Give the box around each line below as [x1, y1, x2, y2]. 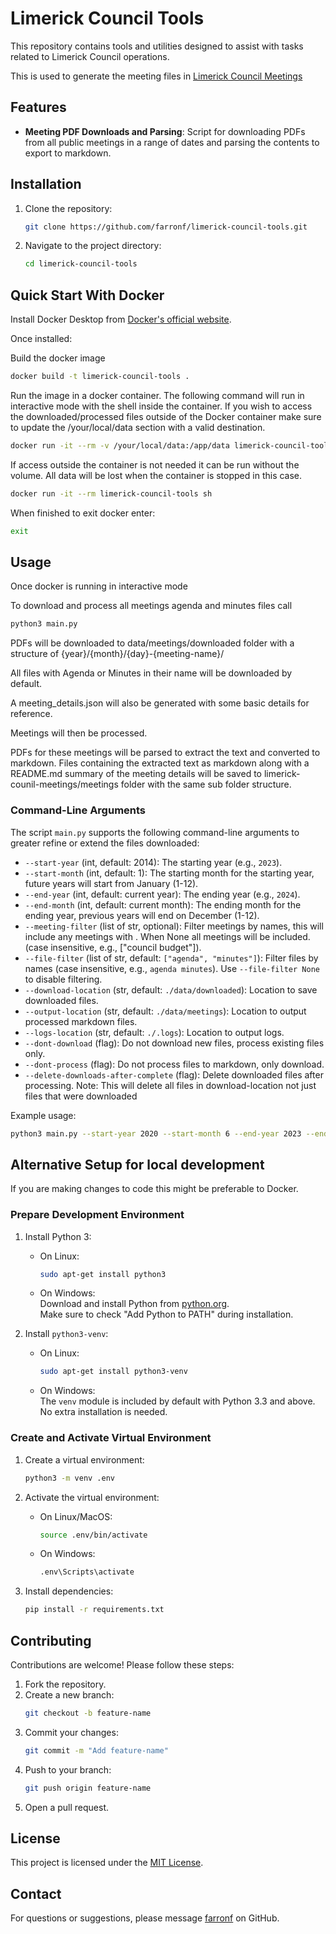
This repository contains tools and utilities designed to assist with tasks [10, 40, 304, 52]
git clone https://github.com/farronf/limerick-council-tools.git [24, 222, 308, 232]
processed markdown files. [24, 1015, 138, 1027]
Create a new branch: [24, 1688, 115, 1701]
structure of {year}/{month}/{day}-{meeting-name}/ [10, 648, 225, 660]
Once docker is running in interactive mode [10, 580, 188, 592]
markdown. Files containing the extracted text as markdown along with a [10, 757, 310, 769]
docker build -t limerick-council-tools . [10, 372, 190, 382]
